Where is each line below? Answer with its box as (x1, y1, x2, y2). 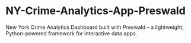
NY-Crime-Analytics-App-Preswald (5, 4, 186, 18)
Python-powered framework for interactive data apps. (5, 29, 138, 37)
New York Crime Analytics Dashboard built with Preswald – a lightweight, (5, 24, 184, 31)
